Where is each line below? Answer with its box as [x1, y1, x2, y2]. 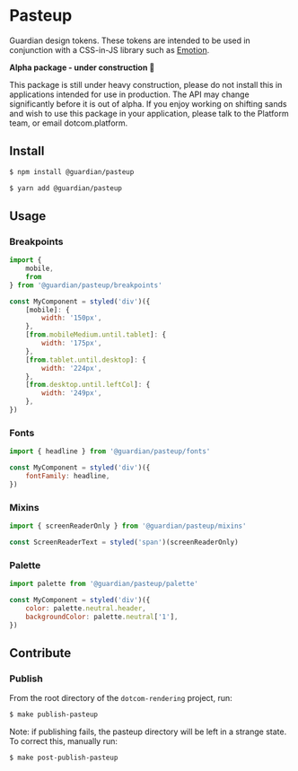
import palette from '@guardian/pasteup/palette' [9, 580, 199, 589]
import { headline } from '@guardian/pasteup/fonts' [9, 447, 211, 456]
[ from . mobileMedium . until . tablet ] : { [25, 330, 167, 339]
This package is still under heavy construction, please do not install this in [9, 79, 283, 90]
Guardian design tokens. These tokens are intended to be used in [9, 35, 251, 46]
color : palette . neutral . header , [25, 603, 146, 613]
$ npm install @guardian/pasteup [9, 167, 135, 176]
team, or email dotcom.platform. [9, 118, 128, 128]
